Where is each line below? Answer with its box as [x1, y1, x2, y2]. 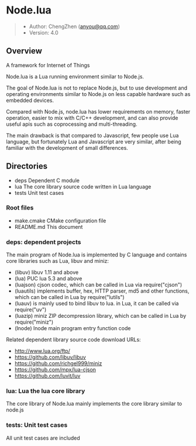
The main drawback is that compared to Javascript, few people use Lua [6, 132, 179, 139]
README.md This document [14, 223, 83, 230]
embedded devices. [6, 97, 54, 104]
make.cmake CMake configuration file [14, 217, 106, 224]
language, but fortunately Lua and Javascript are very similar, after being [6, 138, 181, 145]
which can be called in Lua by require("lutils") [14, 294, 125, 301]
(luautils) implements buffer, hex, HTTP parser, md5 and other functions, [14, 287, 190, 294]
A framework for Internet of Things [6, 61, 90, 68]
